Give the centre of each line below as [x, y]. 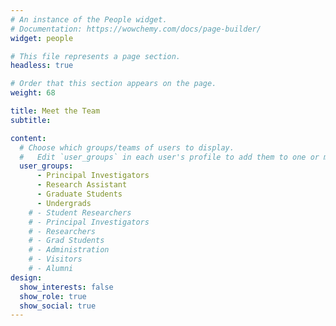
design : [26, 277]
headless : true [42, 66]
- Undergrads [64, 203]
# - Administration [69, 250]
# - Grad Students [66, 241]
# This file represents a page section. [96, 56]
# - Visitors [55, 259]
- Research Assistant [82, 185]
